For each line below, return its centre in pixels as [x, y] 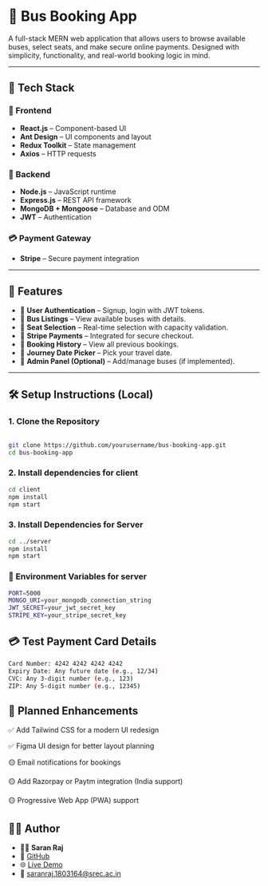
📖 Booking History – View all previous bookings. [99, 344]
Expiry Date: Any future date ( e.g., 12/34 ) [83, 671]
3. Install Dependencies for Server [76, 524]
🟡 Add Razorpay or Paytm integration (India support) [96, 781]
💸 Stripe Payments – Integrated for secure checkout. [106, 336]
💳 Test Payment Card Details [83, 641]
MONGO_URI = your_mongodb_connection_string [80, 601]
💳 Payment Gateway [50, 238]
